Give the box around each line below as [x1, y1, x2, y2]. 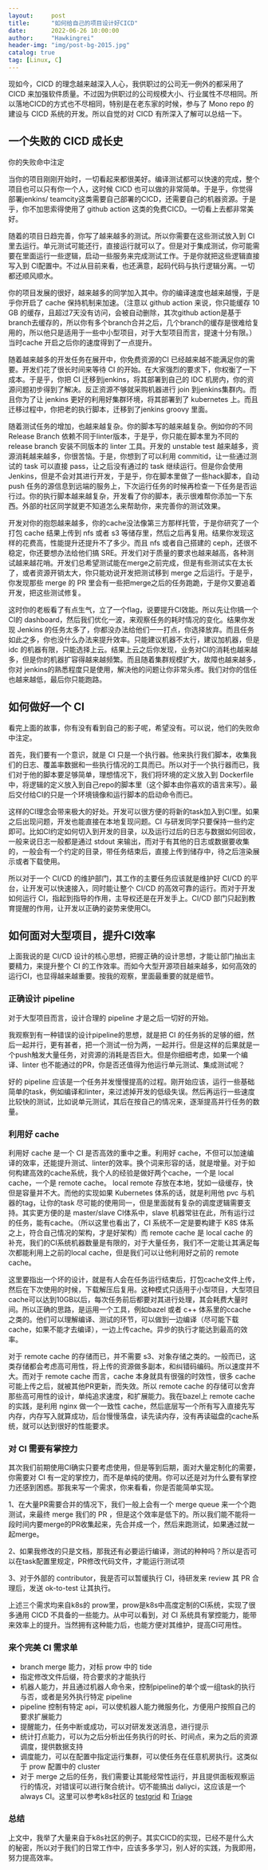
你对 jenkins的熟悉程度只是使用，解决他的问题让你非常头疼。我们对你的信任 [8, 664, 258, 674]
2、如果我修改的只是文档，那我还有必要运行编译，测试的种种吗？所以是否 [8, 1546, 250, 1556]
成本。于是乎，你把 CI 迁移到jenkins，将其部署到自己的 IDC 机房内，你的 [8, 374, 247, 384]
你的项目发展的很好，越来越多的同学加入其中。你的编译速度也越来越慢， [8, 288, 246, 297]
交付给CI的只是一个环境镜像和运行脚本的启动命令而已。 [14, 789, 197, 799]
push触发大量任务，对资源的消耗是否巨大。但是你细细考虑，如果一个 [14, 1049, 242, 1059]
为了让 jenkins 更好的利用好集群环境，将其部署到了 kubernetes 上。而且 [22, 394, 258, 404]
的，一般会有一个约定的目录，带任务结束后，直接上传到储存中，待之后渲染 [8, 846, 253, 856]
